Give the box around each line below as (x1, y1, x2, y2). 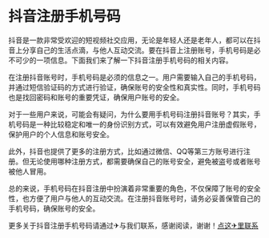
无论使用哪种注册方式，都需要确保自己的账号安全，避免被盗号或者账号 (29, 156, 261, 166)
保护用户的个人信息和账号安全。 (8, 129, 114, 139)
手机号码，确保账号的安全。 (8, 204, 100, 213)
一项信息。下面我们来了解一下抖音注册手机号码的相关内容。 (35, 55, 233, 65)
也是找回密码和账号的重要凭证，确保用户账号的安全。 (8, 92, 184, 102)
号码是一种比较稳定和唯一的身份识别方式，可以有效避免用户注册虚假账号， (14, 119, 261, 129)
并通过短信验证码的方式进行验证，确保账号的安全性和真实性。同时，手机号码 (8, 82, 261, 92)
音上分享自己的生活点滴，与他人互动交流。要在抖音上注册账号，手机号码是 (8, 45, 254, 54)
